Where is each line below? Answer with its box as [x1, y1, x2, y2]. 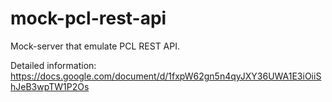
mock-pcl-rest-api [10, 7, 167, 30]
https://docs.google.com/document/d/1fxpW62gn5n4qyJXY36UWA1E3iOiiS [10, 70, 322, 82]
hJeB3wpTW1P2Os [10, 80, 90, 92]
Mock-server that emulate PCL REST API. [10, 40, 180, 52]
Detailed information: [10, 59, 97, 71]
